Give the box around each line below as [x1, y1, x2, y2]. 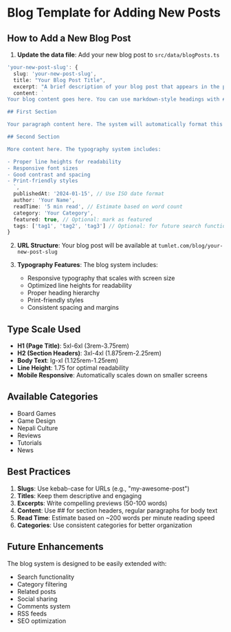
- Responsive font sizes [7, 164, 78, 172]
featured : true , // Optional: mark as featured [13, 216, 153, 223]
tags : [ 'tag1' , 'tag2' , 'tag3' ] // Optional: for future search [13, 222, 201, 229]
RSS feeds [16, 609, 47, 618]
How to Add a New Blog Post [7, 32, 131, 44]
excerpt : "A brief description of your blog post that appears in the [13, 83, 220, 90]
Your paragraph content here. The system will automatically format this [7, 121, 223, 128]
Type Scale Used [7, 323, 81, 335]
